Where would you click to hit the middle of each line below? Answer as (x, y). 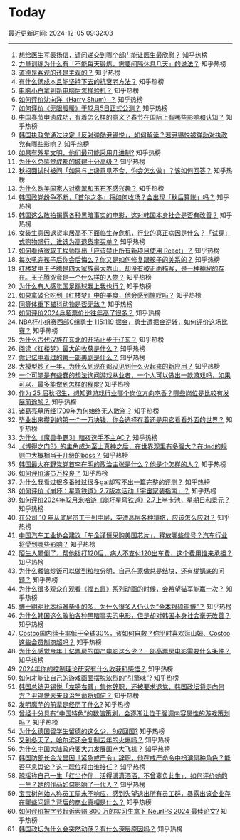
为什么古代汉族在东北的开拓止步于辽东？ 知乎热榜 (91, 340)
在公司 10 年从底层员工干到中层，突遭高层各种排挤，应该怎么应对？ (117, 518)
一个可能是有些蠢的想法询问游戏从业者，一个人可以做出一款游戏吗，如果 (124, 375)
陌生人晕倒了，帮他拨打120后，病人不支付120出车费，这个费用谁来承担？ (125, 553)
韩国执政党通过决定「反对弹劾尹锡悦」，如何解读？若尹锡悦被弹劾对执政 (123, 135)
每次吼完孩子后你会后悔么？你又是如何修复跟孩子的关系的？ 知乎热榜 (119, 259)
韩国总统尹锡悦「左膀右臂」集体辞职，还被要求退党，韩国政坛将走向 (118, 686)
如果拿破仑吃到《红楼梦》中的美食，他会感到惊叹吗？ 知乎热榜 (110, 295)
